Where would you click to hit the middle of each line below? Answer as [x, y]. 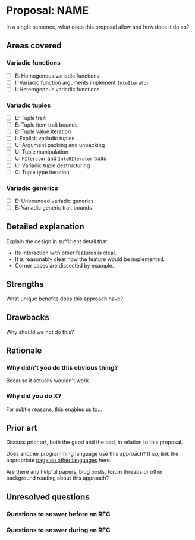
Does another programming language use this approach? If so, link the [92, 454]
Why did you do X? [34, 396]
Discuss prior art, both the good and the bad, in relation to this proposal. [95, 442]
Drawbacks [28, 317]
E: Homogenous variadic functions [57, 76]
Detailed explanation [45, 227]
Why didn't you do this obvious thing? [62, 367]
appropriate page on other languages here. [59, 460]
